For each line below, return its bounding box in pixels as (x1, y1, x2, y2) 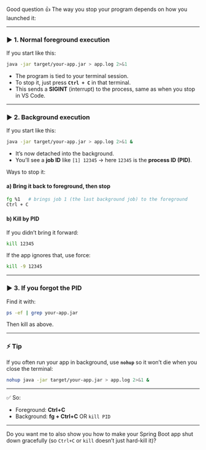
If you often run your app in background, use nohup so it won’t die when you (6, 359, 197, 366)
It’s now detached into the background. (15, 150, 115, 157)
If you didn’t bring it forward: (6, 228, 78, 236)
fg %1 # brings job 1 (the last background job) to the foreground (6, 196, 188, 202)
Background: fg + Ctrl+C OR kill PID (15, 413, 111, 420)
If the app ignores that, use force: (6, 252, 91, 259)
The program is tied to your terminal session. (15, 72, 129, 80)
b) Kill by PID (6, 215, 40, 222)
